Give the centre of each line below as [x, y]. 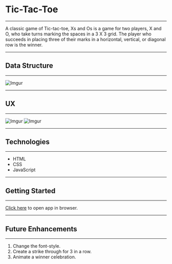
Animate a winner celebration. [44, 257]
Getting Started [30, 191]
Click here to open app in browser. [42, 208]
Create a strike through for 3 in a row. [52, 251]
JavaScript [24, 170]
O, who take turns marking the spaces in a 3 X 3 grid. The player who [79, 34]
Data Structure [29, 66]
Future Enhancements [41, 229]
